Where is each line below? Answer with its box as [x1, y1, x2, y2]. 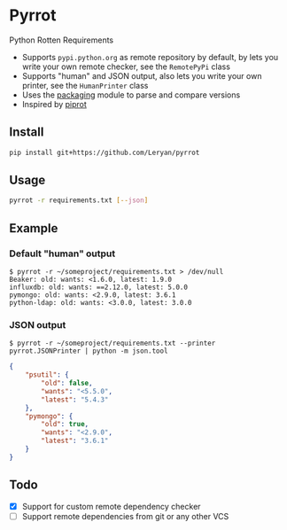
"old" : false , [41, 378, 93, 388]
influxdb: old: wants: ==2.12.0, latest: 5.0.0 [9, 283, 189, 292]
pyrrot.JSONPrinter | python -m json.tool [9, 347, 168, 355]
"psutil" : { [25, 370, 69, 379]
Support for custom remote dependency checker [21, 501, 201, 511]
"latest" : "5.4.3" [41, 395, 109, 404]
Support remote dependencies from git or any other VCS [21, 511, 229, 521]
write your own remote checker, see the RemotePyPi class [21, 61, 230, 72]
